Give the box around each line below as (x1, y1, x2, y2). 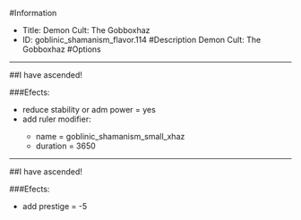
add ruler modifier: (21, 114, 91, 124)
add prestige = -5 (21, 201, 88, 211)
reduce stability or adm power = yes (21, 105, 157, 114)
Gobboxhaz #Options (21, 44, 101, 55)
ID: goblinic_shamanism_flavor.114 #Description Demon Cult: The (21, 35, 262, 45)
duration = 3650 (35, 140, 96, 151)
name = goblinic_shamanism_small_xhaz (35, 131, 185, 141)
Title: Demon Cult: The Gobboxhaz (21, 25, 150, 35)
